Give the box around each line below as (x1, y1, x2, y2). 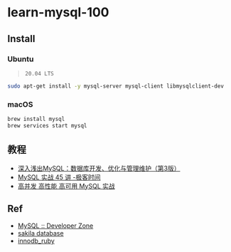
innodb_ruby (17, 236, 55, 246)
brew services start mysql (7, 122, 87, 129)
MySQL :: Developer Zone (17, 221, 94, 230)
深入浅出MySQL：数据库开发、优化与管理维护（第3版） (17, 164, 181, 172)
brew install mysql (7, 115, 65, 123)
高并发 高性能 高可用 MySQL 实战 (17, 182, 115, 190)
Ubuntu (7, 54, 34, 64)
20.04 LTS (24, 70, 55, 77)
